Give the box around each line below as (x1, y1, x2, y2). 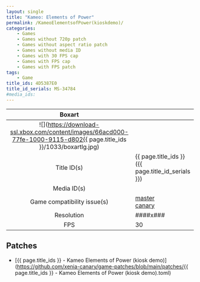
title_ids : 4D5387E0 (6, 81, 58, 87)
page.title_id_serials (135, 167, 190, 175)
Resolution (54, 211, 85, 219)
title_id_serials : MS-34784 (6, 86, 76, 92)
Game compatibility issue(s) (30, 197, 109, 205)
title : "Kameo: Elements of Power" (6, 14, 95, 20)
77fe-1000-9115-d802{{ (11, 135, 88, 143)
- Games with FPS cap (17, 58, 70, 64)
